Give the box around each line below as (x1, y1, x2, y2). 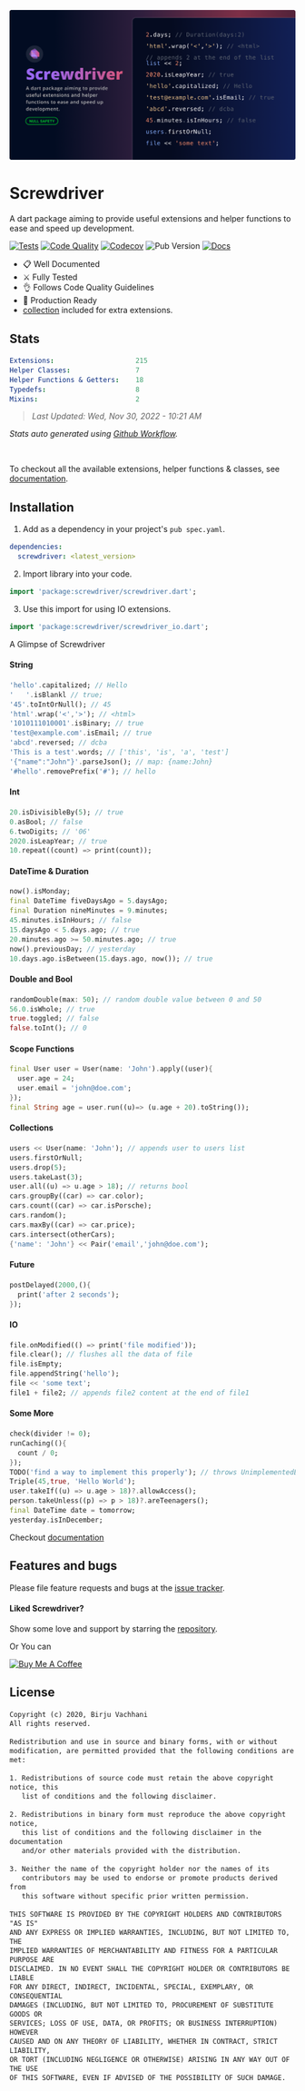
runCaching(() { (9, 1438, 67, 1448)
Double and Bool (9, 973, 73, 985)
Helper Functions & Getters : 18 (9, 375, 144, 384)
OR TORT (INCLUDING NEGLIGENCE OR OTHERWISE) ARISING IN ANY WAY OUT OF (9, 2055, 290, 2064)
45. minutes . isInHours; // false (9, 916, 132, 925)
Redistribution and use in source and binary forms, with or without (9, 1737, 279, 1746)
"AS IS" (9, 1918, 39, 1928)
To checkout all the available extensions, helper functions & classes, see (9, 464, 280, 475)
